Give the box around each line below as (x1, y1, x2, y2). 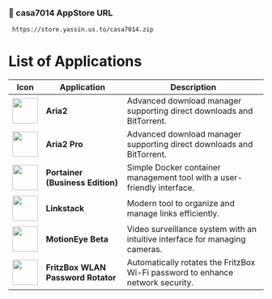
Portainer (45, 167, 83, 179)
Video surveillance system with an (126, 224, 257, 235)
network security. (126, 277, 194, 288)
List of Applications (8, 53, 142, 71)
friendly (126, 182, 156, 193)
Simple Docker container (126, 162, 221, 173)
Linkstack (45, 203, 85, 214)
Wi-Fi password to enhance (126, 267, 234, 278)
